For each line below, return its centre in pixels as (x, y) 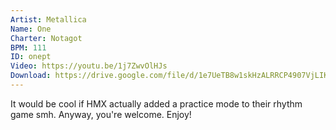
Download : (31, 76)
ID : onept (31, 57)
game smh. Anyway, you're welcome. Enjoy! (101, 114)
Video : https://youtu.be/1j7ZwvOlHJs (89, 66)
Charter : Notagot (46, 38)
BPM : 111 (28, 47)
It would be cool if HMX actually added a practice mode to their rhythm (156, 103)
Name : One (31, 29)
